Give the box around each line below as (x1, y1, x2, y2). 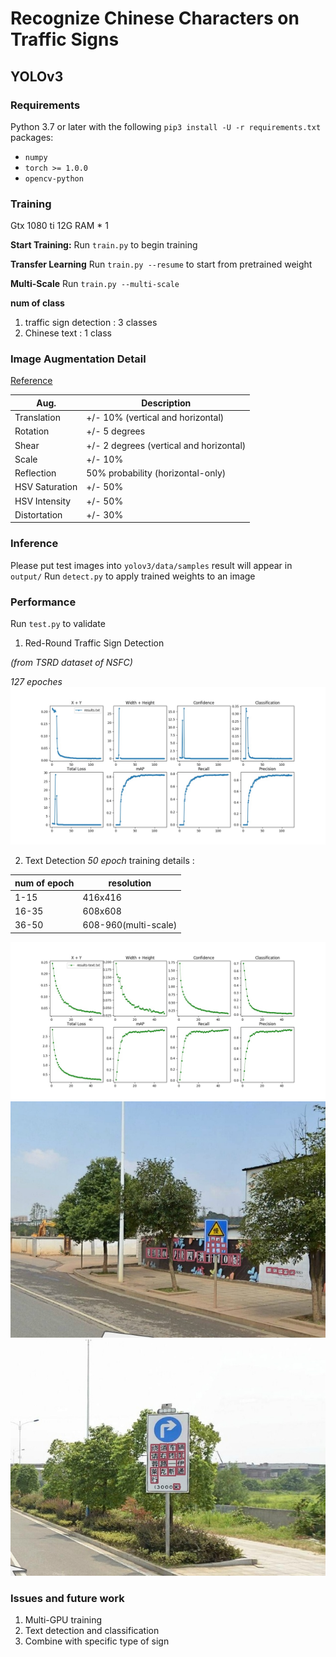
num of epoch (14, 877, 75, 889)
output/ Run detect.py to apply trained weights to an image (10, 570, 256, 582)
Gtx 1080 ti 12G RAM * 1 (10, 220, 110, 232)
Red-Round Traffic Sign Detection (24, 637, 165, 649)
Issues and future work (10, 1591, 125, 1605)
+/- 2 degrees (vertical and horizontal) (86, 439, 247, 451)
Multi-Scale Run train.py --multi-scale (10, 278, 180, 290)
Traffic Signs (10, 28, 120, 51)
